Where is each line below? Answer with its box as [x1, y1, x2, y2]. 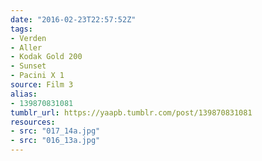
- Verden [10, 33, 47, 43]
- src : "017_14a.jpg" [10, 126, 101, 136]
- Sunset [10, 61, 47, 71]
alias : [10, 89, 38, 99]
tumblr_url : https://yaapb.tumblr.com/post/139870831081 [10, 107, 253, 118]
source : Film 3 [10, 80, 74, 90]
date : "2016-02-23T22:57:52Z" [10, 14, 137, 25]
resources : [10, 117, 56, 127]
